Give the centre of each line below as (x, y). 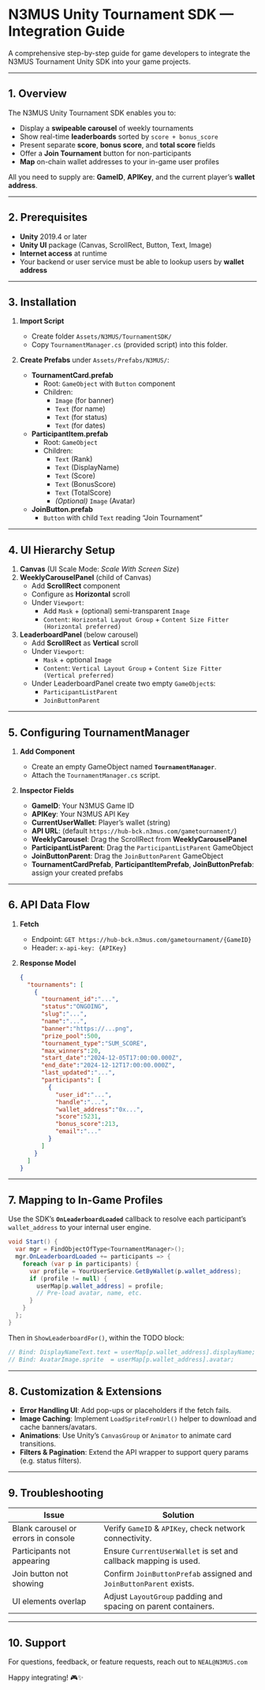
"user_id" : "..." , (83, 1094)
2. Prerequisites (48, 217)
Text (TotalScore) (83, 493)
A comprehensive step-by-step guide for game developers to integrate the (129, 53)
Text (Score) (75, 476)
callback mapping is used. (152, 1561)
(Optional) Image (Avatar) (95, 501)
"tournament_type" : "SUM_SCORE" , (94, 1043)
